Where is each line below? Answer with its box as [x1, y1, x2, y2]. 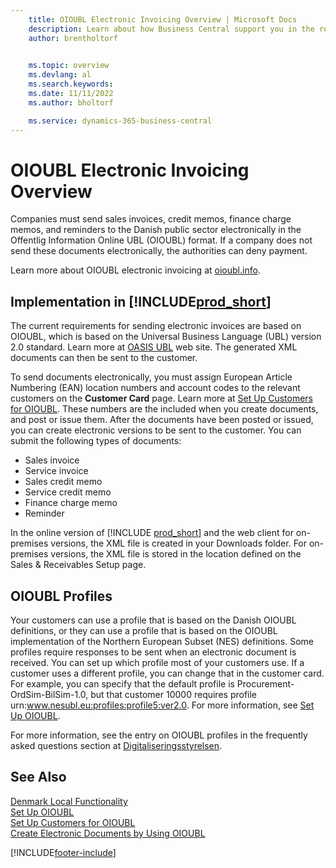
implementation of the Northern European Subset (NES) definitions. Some [10, 636, 315, 648]
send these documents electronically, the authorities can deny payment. [10, 245, 308, 257]
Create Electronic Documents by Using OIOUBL [10, 827, 206, 839]
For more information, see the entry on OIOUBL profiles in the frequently [10, 729, 308, 741]
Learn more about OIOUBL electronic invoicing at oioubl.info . [10, 264, 261, 276]
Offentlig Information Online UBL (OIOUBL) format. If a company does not [10, 234, 313, 246]
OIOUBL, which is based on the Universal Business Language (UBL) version [10, 331, 322, 343]
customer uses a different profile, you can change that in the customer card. [10, 667, 325, 680]
